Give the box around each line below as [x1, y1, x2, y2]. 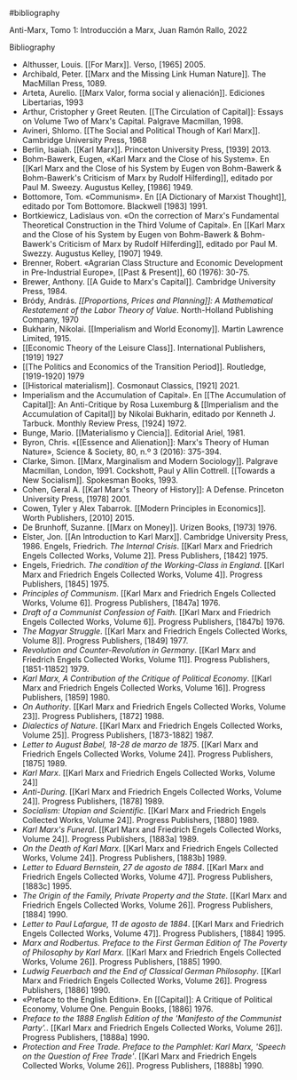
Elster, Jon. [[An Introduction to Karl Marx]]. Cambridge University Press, [21, 532, 289, 541]
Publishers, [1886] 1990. [21, 985, 111, 995]
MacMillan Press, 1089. [21, 78, 107, 88]
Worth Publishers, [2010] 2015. [21, 513, 135, 523]
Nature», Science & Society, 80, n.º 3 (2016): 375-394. [21, 446, 222, 457]
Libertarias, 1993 [21, 97, 84, 108]
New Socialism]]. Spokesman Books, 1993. [21, 475, 179, 485]
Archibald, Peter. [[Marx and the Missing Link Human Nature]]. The [21, 68, 267, 79]
